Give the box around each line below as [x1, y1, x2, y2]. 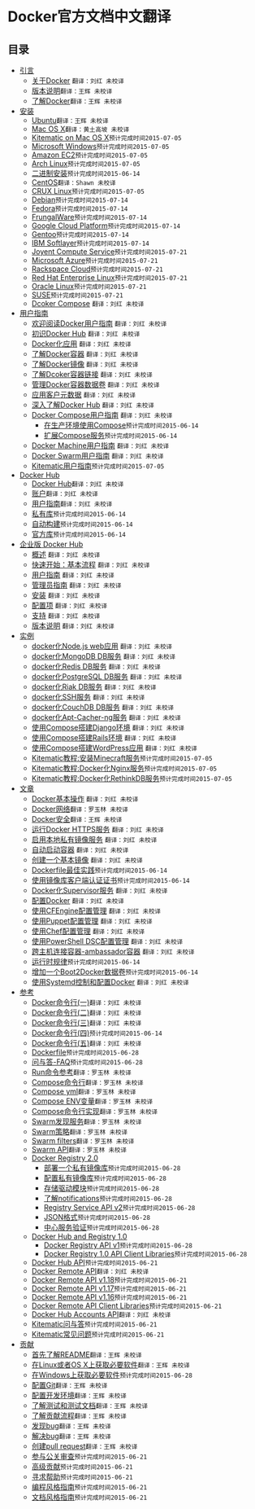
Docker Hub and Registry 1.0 [31, 1231, 127, 1241]
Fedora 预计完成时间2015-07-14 [31, 204, 128, 213]
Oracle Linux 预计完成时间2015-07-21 [31, 282, 147, 291]
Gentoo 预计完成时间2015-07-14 [31, 230, 129, 239]
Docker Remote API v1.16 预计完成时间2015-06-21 [31, 1292, 188, 1301]
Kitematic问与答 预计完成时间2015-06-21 [31, 1319, 158, 1328]
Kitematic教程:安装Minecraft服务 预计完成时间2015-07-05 [31, 753, 213, 762]
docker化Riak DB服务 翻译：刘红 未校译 [31, 682, 157, 691]
